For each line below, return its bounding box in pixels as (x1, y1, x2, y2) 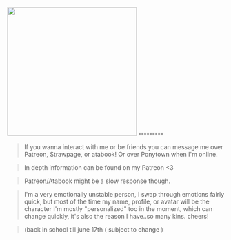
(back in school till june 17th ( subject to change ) (23, 226, 163, 233)
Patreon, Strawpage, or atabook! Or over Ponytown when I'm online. (23, 151, 219, 158)
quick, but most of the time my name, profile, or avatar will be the (23, 197, 210, 206)
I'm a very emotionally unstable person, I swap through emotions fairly (23, 190, 225, 198)
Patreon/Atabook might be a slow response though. (23, 177, 171, 185)
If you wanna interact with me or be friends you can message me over (23, 143, 223, 151)
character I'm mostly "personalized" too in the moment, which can (23, 205, 213, 212)
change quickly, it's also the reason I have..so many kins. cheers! (23, 212, 209, 220)
